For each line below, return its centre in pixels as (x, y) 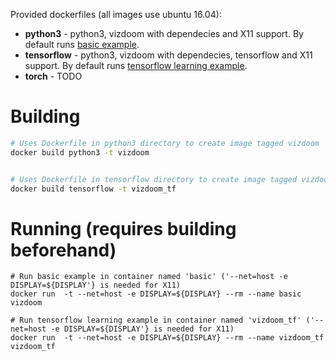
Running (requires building (123, 228)
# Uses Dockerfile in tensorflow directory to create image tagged (154, 179)
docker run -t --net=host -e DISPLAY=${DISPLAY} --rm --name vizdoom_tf (167, 338)
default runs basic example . (82, 44)
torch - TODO (53, 76)
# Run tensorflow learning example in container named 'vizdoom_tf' (156, 320)
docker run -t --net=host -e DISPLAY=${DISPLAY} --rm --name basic (156, 294)
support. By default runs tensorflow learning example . (136, 65)
